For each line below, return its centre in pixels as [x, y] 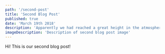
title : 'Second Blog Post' [33, 14]
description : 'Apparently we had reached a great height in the [72, 28]
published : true [22, 19]
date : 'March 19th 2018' [30, 23]
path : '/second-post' [27, 10]
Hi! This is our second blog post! [38, 46]
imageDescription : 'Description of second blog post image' [68, 32]
